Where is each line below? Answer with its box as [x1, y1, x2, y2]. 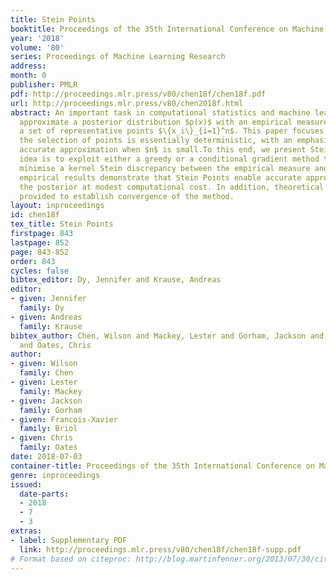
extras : [10, 526, 43, 536]
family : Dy [19, 303, 65, 313]
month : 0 [10, 71, 47, 81]
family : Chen [19, 368, 74, 378]
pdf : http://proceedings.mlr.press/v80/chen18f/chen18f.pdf [10, 89, 267, 99]
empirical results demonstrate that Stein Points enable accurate [19, 172, 302, 183]
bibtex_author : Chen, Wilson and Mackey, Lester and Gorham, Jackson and [10, 331, 325, 341]
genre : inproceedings [10, 470, 101, 480]
